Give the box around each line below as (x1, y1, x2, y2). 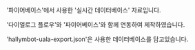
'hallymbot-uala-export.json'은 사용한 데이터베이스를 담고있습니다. (6, 35, 189, 43)
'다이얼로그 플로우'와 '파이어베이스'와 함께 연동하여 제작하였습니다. (6, 21, 185, 29)
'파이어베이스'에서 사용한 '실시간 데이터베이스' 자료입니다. (6, 6, 161, 14)
